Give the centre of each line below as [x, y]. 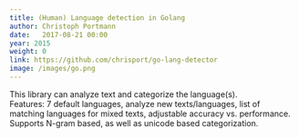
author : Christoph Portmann [63, 26]
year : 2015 [30, 43]
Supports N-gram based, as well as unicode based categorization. [134, 123]
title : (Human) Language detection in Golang [97, 18]
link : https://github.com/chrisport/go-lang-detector [114, 60]
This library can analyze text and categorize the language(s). [124, 94]
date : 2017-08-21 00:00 [58, 34]
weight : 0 [28, 52]
